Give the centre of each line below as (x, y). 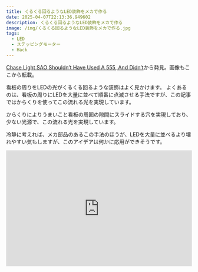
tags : (13, 34)
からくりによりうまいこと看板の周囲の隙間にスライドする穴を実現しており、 (99, 114)
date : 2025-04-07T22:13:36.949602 (49, 17)
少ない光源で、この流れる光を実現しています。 (62, 122)
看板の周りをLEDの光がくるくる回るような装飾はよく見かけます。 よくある (97, 87)
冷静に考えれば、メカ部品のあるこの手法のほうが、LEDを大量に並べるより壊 (99, 134)
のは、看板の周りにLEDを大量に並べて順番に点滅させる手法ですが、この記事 (99, 94)
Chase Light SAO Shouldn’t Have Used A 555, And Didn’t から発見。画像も (95, 67)
